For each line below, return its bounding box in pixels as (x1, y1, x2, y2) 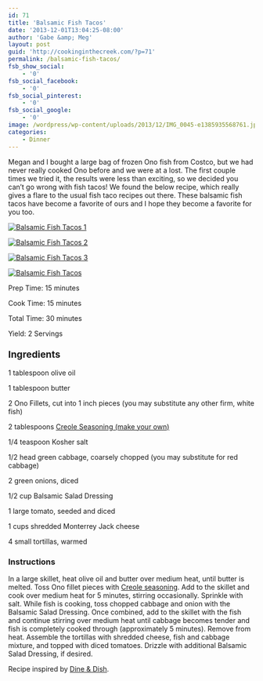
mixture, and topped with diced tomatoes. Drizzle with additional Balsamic (8, 641, 247, 650)
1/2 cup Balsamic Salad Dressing (8, 491, 113, 501)
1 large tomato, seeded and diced (8, 506, 116, 515)
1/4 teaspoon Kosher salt (8, 437, 88, 446)
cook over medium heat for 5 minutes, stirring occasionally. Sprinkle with (8, 591, 243, 600)
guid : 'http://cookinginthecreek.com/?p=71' (8, 48, 156, 56)
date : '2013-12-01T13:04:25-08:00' (8, 26, 124, 34)
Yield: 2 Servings (8, 329, 63, 338)
